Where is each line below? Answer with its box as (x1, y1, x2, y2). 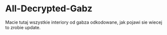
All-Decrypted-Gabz (5, 3, 93, 14)
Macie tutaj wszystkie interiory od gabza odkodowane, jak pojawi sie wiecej (5, 19, 162, 25)
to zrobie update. (5, 24, 41, 30)
